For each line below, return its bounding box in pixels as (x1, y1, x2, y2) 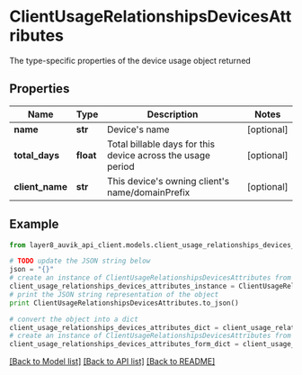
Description (147, 108, 199, 121)
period (106, 160, 135, 173)
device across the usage (106, 148, 211, 161)
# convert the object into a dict (9, 315, 139, 324)
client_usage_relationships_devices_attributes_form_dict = (9, 340, 240, 349)
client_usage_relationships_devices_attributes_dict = (9, 323, 219, 332)
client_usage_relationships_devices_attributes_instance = (9, 281, 235, 291)
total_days (13, 148, 60, 161)
